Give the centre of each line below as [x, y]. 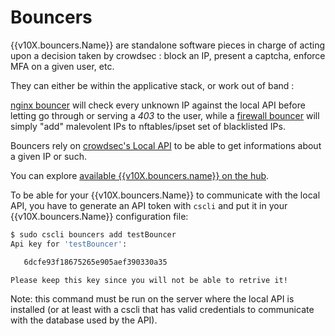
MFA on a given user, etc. [62, 66]
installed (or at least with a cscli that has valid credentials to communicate [162, 310]
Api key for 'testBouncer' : [69, 244]
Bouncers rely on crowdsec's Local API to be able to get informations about [166, 145]
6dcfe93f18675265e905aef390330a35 [95, 262]
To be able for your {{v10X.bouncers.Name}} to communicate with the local [165, 195]
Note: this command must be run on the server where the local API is [152, 299]
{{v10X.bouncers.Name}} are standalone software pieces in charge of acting [168, 45]
